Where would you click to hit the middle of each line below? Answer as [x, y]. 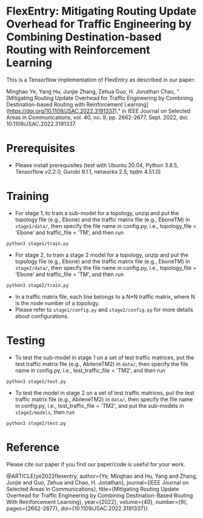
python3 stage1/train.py [38, 243]
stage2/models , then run [45, 412]
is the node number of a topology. [57, 303]
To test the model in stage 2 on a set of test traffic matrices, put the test [105, 393]
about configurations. [42, 316]
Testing [26, 340]
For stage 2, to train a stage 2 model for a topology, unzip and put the [102, 255]
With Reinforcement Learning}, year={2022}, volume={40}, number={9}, [97, 502]
